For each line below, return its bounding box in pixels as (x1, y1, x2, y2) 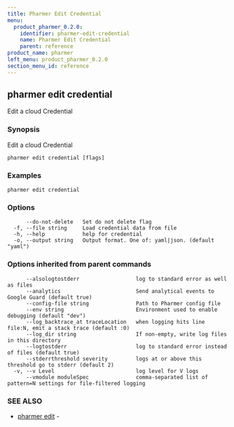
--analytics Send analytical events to (25, 287, 215, 295)
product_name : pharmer (7, 50, 74, 57)
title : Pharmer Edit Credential (7, 10, 102, 18)
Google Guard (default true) (7, 294, 92, 301)
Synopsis (7, 124, 40, 134)
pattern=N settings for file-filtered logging (7, 380, 146, 387)
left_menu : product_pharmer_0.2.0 (7, 56, 109, 63)
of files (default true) (7, 349, 80, 356)
